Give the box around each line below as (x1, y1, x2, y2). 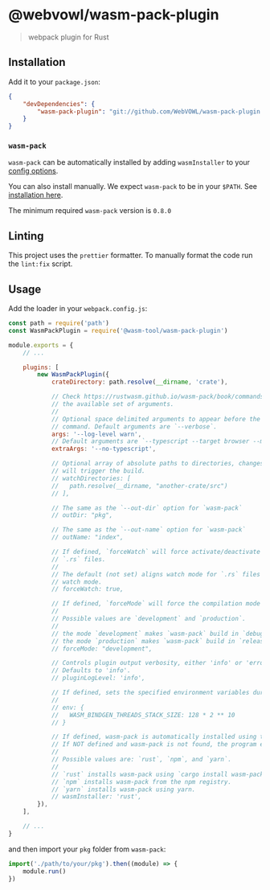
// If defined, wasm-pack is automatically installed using (51, 733, 257, 741)
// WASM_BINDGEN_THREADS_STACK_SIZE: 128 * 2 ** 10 (51, 711, 235, 719)
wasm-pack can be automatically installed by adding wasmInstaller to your (8, 158, 251, 167)
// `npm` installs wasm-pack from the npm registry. (51, 777, 231, 785)
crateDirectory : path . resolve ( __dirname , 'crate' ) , (51, 378, 228, 387)
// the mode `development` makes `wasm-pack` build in (51, 630, 239, 638)
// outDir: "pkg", (51, 511, 113, 519)
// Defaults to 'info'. (51, 666, 131, 675)
